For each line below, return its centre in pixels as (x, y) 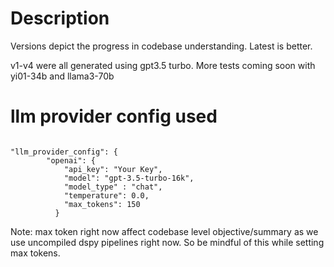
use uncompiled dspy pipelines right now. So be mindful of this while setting (167, 242)
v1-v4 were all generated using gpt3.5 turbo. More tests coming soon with (163, 65)
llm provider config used (114, 116)
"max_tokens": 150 (102, 204)
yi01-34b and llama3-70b (62, 76)
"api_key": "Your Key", (113, 169)
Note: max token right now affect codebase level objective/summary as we (164, 231)
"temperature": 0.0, (106, 195)
